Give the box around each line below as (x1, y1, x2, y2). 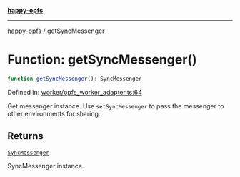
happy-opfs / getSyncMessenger (7, 26, 105, 35)
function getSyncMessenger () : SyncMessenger (7, 75, 142, 82)
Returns (7, 130, 44, 142)
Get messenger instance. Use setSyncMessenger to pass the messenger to (7, 101, 224, 110)
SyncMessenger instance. (7, 161, 84, 170)
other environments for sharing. (7, 109, 101, 118)
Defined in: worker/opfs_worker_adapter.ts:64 (7, 88, 143, 96)
